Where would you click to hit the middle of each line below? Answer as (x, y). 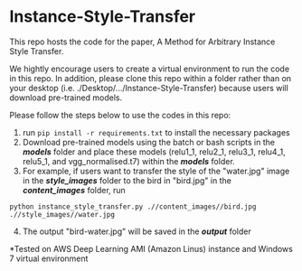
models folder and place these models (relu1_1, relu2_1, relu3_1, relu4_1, (154, 152)
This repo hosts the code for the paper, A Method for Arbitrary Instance (142, 42)
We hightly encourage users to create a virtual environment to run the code (150, 69)
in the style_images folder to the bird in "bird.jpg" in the (127, 180)
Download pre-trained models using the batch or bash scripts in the (149, 142)
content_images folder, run (74, 190)
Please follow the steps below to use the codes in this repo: (120, 115)
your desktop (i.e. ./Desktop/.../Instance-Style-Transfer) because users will (149, 88)
